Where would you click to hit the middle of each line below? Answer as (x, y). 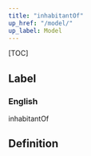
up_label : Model (35, 30)
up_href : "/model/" (41, 23)
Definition (33, 144)
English (23, 101)
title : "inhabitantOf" (46, 16)
